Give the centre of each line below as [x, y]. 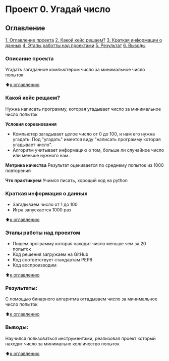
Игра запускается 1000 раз [42, 210]
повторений [18, 170]
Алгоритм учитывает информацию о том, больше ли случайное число [88, 150]
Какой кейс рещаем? [33, 98]
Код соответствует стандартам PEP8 [52, 260]
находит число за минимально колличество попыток [62, 344]
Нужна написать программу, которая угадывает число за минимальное [83, 109]
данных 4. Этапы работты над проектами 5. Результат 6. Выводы [75, 46]
